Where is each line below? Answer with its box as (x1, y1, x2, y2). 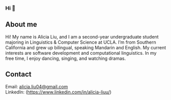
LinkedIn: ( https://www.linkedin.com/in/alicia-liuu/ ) (5, 89, 112, 95)
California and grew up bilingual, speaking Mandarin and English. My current (5, 44, 166, 50)
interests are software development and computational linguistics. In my (5, 50, 157, 56)
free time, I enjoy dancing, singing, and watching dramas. (5, 55, 126, 61)
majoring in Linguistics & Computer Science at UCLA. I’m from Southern (5, 39, 157, 45)
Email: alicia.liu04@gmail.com (5, 83, 68, 89)
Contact (5, 70, 32, 79)
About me (5, 20, 37, 29)
